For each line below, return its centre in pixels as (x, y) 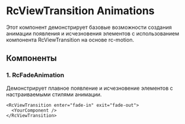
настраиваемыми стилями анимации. (54, 94)
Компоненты (32, 58)
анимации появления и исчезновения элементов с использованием (93, 33)
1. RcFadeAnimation (35, 75)
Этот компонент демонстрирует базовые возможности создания (89, 27)
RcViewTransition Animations (80, 11)
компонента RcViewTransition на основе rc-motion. (70, 40)
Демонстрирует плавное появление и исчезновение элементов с (90, 88)
